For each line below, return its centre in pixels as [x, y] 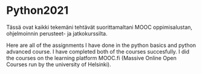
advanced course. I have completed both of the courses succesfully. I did [98, 51]
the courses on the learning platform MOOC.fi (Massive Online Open [91, 58]
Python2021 [37, 11]
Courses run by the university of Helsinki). [59, 64]
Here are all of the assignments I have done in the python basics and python [101, 45]
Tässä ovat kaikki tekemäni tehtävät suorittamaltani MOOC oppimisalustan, [99, 27]
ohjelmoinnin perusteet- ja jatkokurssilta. [57, 33]
